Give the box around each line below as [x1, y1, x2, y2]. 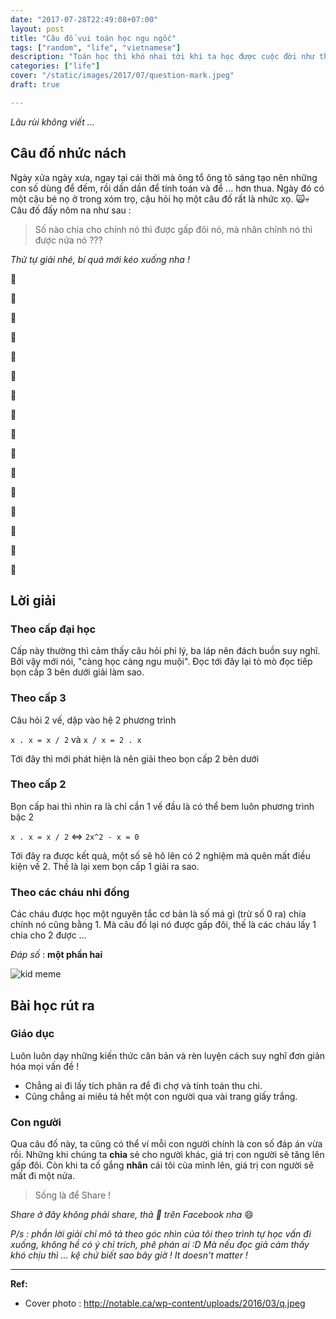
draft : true [10, 80, 60, 90]
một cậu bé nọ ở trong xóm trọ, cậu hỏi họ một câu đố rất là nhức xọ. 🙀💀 [10, 192, 310, 205]
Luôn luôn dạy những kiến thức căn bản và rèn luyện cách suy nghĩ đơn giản [10, 1049, 326, 1061]
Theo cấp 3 [10, 691, 67, 705]
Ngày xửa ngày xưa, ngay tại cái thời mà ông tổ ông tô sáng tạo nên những [10, 171, 318, 183]
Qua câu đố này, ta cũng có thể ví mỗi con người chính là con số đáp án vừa [10, 1138, 323, 1150]
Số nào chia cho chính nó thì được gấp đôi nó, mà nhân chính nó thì [34, 223, 313, 235]
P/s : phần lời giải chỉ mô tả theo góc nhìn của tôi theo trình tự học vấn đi [10, 1228, 312, 1240]
